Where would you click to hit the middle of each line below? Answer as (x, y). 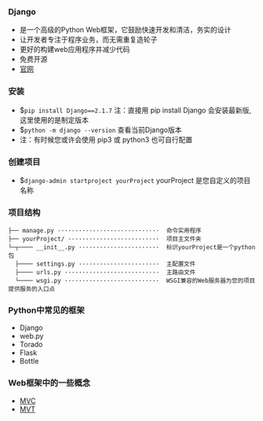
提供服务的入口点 (32, 289)
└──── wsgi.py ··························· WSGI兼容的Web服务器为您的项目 (135, 281)
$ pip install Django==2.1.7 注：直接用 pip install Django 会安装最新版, (135, 110)
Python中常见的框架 (46, 310)
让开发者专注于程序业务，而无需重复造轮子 (88, 40)
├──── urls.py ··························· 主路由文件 (106, 273)
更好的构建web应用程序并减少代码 (75, 49)
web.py (31, 336)
